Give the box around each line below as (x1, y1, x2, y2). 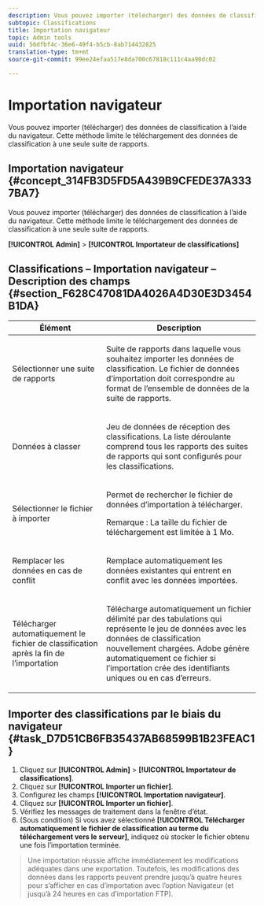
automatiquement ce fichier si (105, 653, 216, 664)
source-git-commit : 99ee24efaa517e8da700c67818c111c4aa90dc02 (8, 56, 216, 64)
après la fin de (12, 648, 65, 659)
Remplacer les (12, 555, 65, 566)
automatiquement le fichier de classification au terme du (19, 824, 210, 834)
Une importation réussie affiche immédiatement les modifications (27, 856, 239, 865)
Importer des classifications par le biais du (8, 707, 222, 721)
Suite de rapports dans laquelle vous (105, 343, 241, 355)
